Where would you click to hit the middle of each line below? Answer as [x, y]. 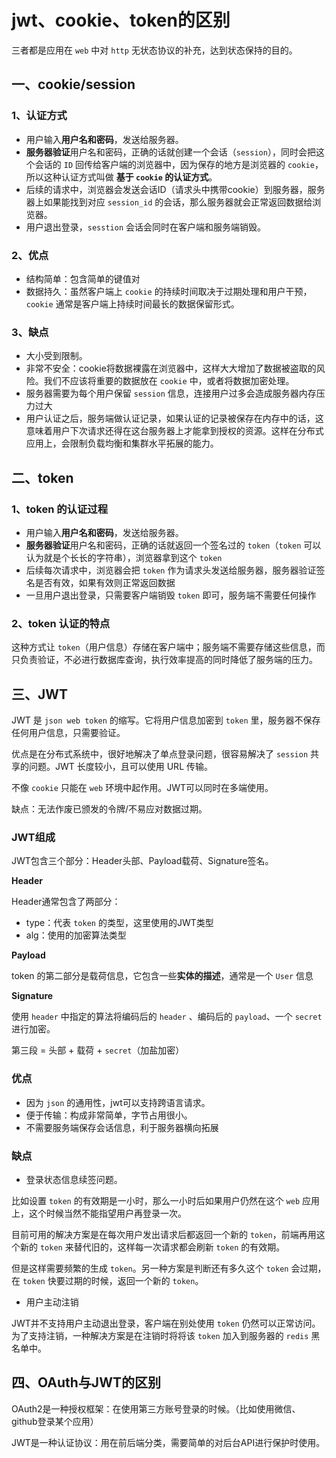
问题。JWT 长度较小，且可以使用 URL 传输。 [120, 767]
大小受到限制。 [56, 356]
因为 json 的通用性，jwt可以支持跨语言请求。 [118, 1102]
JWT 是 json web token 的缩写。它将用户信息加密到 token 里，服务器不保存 [166, 720]
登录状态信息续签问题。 [74, 1179]
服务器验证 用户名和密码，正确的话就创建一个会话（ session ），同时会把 [170, 152]
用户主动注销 [52, 1302]
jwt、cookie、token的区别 [121, 20]
